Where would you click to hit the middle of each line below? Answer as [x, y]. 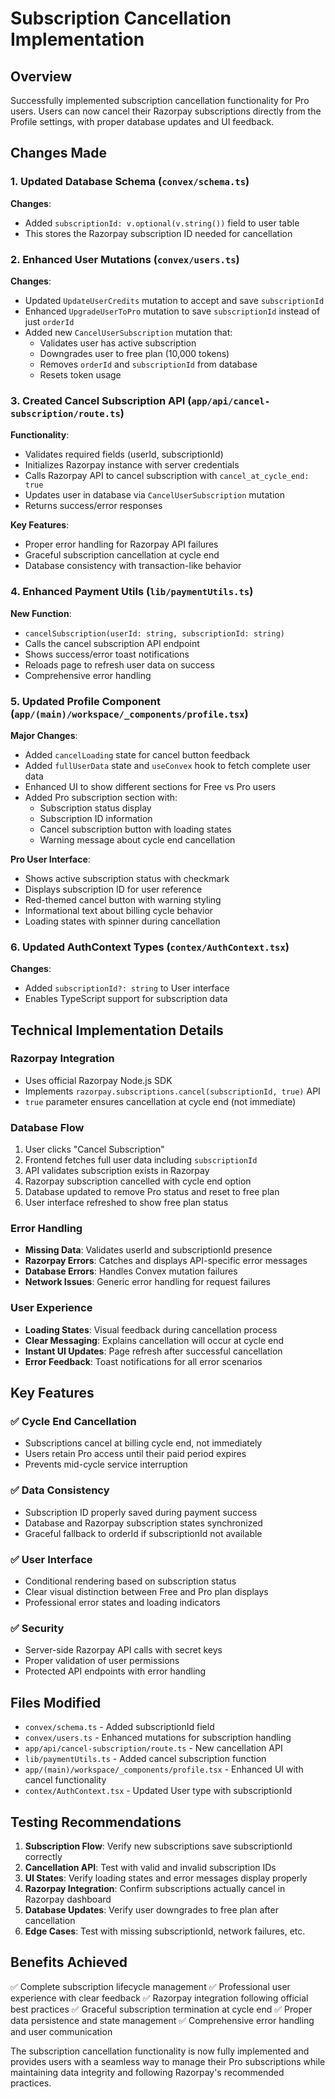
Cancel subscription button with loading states [135, 829]
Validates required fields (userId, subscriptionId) [124, 454]
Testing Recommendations [96, 1822]
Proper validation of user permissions [102, 1661]
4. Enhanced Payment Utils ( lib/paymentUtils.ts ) [132, 592]
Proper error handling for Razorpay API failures [121, 544]
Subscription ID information [96, 818]
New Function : [41, 613]
